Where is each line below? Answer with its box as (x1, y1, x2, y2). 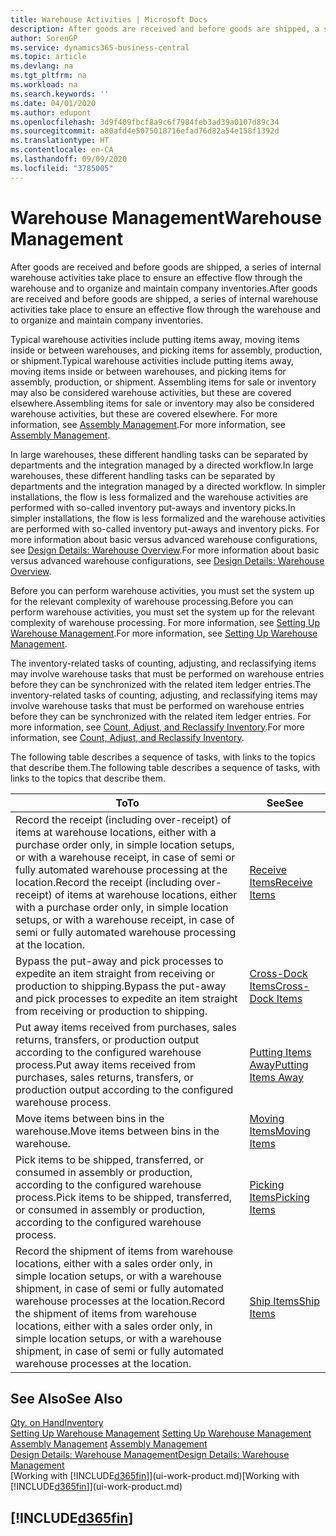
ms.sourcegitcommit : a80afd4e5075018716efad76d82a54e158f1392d (10, 126, 280, 136)
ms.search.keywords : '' (10, 89, 110, 99)
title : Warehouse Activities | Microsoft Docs (10, 14, 208, 25)
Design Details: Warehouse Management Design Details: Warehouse (10, 1449, 290, 1461)
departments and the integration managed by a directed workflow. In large (10, 459, 314, 471)
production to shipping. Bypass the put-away (15, 979, 227, 993)
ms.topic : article (10, 52, 87, 62)
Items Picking (249, 1190, 311, 1204)
